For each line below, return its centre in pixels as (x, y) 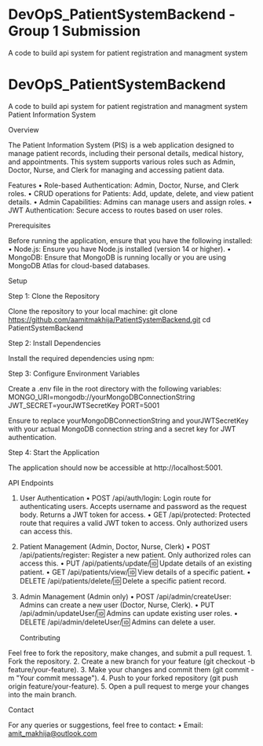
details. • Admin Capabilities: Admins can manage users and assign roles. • (130, 202)
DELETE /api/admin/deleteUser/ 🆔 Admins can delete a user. (117, 622)
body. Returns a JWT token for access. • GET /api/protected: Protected (135, 515)
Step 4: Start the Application (54, 452)
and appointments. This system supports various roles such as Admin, (122, 162)
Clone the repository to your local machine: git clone (93, 311)
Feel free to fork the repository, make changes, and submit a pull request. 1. (130, 653)
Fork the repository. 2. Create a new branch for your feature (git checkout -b (131, 661)
